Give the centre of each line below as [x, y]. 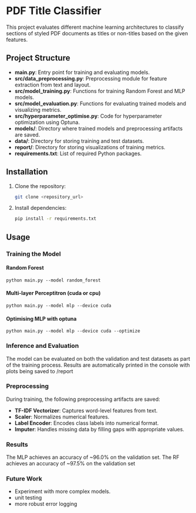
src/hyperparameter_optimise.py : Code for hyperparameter [88, 116]
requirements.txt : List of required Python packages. [78, 153]
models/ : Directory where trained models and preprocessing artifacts [99, 128]
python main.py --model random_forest [53, 280]
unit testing [28, 498]
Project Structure [38, 58]
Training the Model [33, 254]
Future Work [24, 479]
